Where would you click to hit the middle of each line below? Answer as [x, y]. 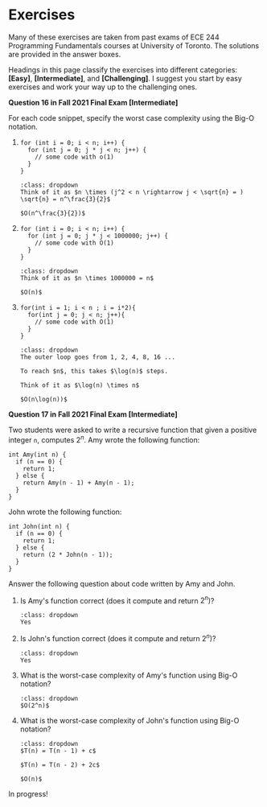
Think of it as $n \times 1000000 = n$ [87, 278]
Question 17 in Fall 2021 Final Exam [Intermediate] [93, 414]
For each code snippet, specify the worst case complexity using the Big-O [131, 117]
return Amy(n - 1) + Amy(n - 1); [79, 483]
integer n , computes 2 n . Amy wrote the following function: [104, 438]
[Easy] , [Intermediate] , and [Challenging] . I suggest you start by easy [125, 78]
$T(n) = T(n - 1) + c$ [58, 751]
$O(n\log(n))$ [43, 399]
